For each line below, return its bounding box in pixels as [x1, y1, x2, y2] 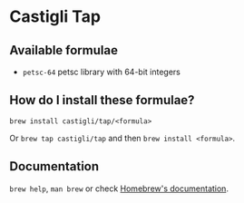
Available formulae [9, 43, 118, 58]
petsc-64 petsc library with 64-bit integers [22, 66, 181, 77]
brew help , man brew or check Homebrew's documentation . [9, 183, 229, 194]
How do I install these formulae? [9, 92, 195, 108]
